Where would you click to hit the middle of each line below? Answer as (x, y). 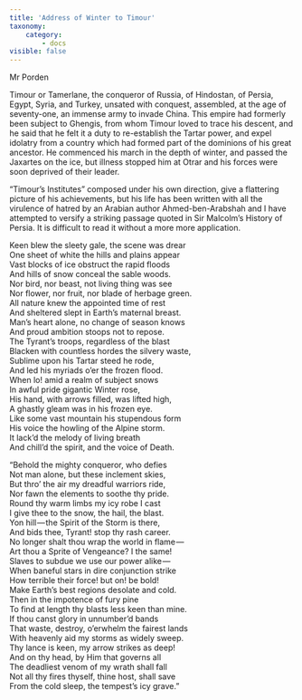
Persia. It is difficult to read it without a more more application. (125, 228)
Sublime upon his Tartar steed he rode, (82, 361)
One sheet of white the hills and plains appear (95, 255)
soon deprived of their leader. (65, 172)
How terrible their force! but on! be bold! (85, 580)
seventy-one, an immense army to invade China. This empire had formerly (148, 114)
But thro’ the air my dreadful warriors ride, (88, 484)
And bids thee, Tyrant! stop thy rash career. (90, 532)
